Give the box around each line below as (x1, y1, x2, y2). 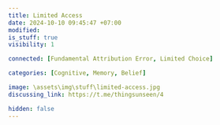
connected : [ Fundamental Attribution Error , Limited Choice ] (8, 55, 214, 63)
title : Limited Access (8, 11, 83, 20)
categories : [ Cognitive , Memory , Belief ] (8, 69, 147, 77)
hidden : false (8, 105, 55, 112)
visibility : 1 (8, 41, 55, 49)
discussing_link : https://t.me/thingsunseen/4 (8, 90, 164, 98)
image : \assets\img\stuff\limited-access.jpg (8, 83, 160, 91)
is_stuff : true (8, 33, 58, 42)
